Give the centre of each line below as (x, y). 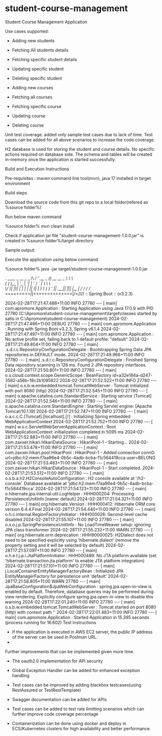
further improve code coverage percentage (55, 714)
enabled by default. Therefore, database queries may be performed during (79, 592)
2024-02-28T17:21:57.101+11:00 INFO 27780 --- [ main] (60, 566)
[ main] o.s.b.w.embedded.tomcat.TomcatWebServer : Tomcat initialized (77, 385)
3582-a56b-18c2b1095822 (32, 380)
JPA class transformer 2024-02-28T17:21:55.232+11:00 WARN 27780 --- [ (79, 529)
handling (21, 675)
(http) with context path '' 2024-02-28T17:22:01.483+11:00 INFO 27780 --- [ (81, 612)
